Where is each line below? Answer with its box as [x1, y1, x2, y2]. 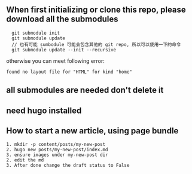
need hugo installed [6, 105, 82, 115]
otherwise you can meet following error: [6, 57, 105, 65]
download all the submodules [6, 14, 118, 25]
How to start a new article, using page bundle [6, 126, 179, 136]
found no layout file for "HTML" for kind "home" [6, 69, 133, 75]
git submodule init [11, 30, 60, 36]
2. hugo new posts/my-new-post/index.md [6, 146, 109, 153]
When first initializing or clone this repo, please [6, 5, 187, 15]
